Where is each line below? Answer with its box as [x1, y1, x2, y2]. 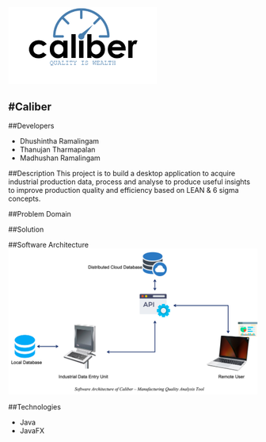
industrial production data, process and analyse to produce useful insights [8, 177, 251, 186]
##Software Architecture [8, 240, 89, 250]
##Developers [8, 121, 55, 131]
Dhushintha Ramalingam [19, 136, 100, 146]
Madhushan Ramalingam [19, 153, 101, 163]
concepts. [8, 194, 41, 204]
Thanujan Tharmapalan [19, 145, 96, 155]
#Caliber [8, 100, 52, 113]
